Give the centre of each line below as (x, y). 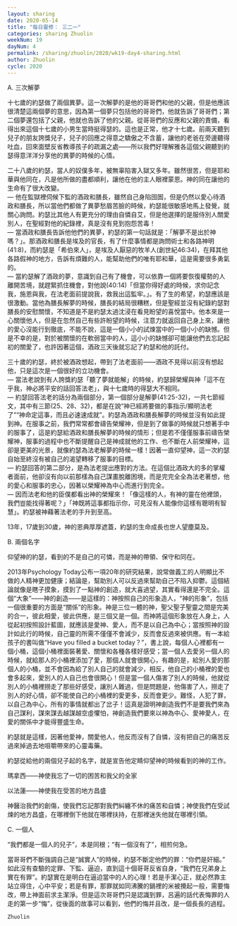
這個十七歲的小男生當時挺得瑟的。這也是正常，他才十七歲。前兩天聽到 (128, 128)
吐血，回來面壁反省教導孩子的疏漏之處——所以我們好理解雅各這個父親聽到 (115, 146)
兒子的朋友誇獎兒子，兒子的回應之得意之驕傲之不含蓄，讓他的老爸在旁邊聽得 (119, 138)
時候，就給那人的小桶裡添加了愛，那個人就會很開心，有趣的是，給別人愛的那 (119, 660)
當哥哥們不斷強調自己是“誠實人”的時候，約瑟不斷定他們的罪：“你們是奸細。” (116, 859)
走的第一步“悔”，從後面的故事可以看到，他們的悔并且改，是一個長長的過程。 (118, 903)
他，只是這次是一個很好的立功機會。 (60, 371)
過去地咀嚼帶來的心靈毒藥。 (66, 745)
